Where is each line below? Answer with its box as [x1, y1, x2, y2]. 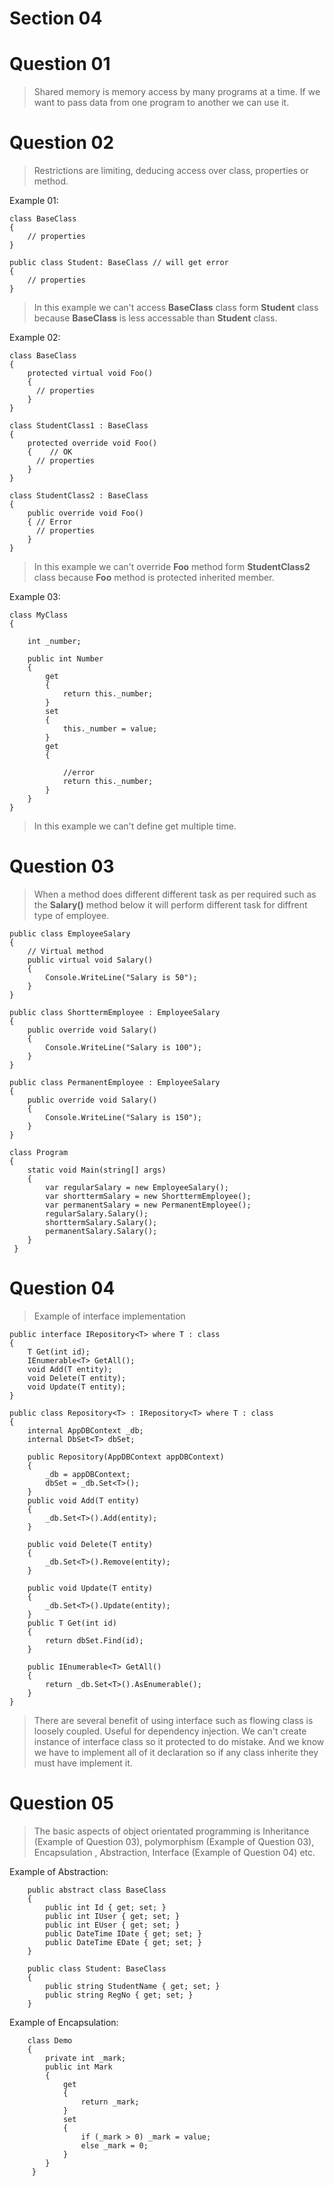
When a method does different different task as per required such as [33, 888, 317, 900]
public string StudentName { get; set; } [45, 1981, 221, 1991]
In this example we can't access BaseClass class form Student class [33, 302, 319, 314]
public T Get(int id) [27, 1618, 117, 1628]
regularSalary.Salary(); [45, 1209, 149, 1219]
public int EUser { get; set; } [45, 1920, 181, 1930]
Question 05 [9, 1792, 114, 1815]
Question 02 [9, 132, 115, 154]
